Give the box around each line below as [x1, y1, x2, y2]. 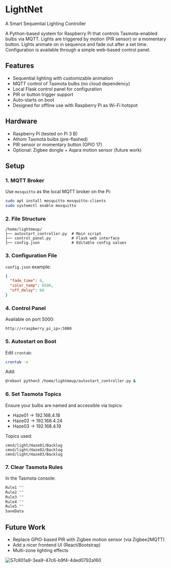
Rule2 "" [5, 489, 24, 495]
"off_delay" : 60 [10, 288, 44, 293]
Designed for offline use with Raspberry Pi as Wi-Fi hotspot [12, 102, 138, 108]
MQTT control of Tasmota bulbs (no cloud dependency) [12, 80, 130, 86]
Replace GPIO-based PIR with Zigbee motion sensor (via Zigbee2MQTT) [12, 536, 165, 542]
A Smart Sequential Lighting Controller [5, 20, 86, 27]
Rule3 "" [5, 494, 24, 500]
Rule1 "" [5, 485, 24, 490]
